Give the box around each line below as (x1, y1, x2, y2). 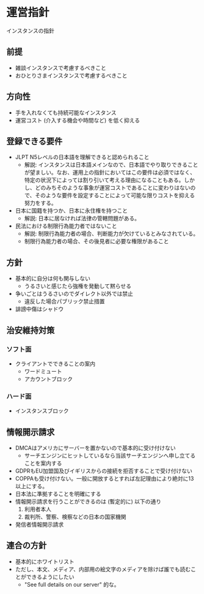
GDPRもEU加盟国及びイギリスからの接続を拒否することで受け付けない (15, 467, 192, 475)
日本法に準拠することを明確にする (15, 490, 101, 497)
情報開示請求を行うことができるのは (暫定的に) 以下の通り (15, 497, 162, 505)
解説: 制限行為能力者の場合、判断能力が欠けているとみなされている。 (24, 230, 199, 238)
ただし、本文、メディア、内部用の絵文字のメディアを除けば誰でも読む (15, 565, 191, 573)
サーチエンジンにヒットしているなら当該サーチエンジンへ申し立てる (24, 451, 196, 459)
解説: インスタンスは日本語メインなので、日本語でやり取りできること (24, 161, 199, 168)
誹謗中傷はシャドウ (15, 306, 64, 313)
